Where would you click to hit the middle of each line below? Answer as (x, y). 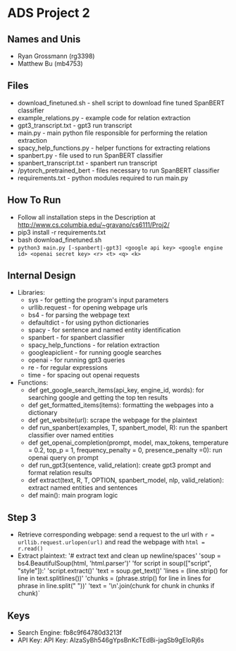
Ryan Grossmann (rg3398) (56, 56)
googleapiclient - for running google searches (95, 353)
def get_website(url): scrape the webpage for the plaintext (112, 420)
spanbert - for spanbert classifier (76, 338)
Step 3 (22, 517)
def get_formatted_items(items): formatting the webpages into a (121, 405)
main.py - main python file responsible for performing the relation (112, 133)
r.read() (30, 549)
